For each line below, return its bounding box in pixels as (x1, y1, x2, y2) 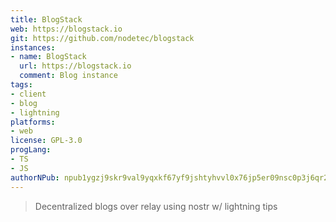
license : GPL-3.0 (10, 136, 83, 146)
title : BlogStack (10, 14, 83, 25)
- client (10, 89, 47, 99)
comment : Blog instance (19, 71, 118, 81)
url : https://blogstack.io (19, 61, 132, 71)
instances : (10, 42, 56, 53)
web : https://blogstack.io (10, 24, 123, 34)
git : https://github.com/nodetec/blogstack (10, 33, 195, 43)
